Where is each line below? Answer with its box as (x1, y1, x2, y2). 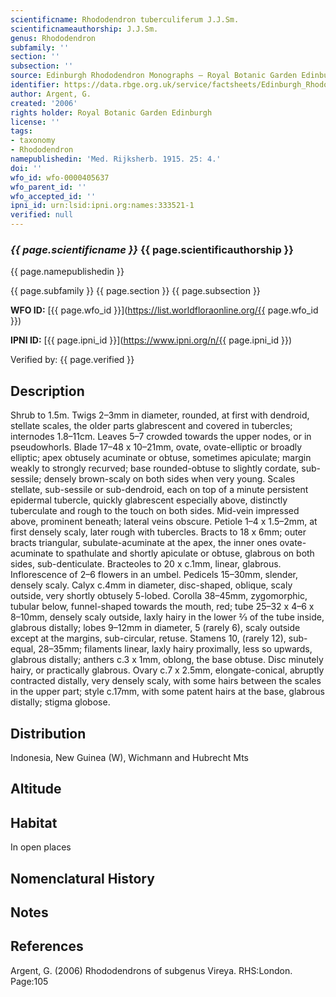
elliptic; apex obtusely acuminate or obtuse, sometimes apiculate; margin (10, 452, 312, 464)
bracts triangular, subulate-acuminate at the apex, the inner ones (10, 537, 278, 549)
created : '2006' (10, 98, 78, 108)
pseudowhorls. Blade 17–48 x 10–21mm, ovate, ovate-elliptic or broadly (10, 441, 303, 453)
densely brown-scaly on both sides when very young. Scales (43, 473, 296, 485)
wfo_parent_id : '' (10, 182, 87, 192)
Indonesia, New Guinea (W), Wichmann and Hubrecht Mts (10, 751, 250, 763)
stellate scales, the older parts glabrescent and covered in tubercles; (10, 420, 293, 432)
